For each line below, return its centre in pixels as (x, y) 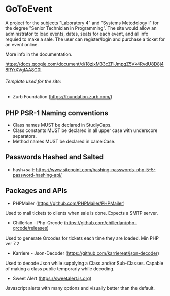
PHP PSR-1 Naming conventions (57, 113)
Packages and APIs (36, 191)
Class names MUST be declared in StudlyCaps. (62, 125)
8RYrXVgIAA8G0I (23, 70)
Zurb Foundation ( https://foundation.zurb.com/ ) (62, 97)
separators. (25, 136)
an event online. (22, 44)
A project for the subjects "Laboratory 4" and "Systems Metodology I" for (82, 23)
